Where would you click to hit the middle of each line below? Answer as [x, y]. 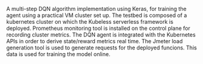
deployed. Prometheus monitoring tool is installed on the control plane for [98, 28]
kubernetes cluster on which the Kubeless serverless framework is [90, 22]
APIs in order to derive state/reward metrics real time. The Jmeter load [95, 41]
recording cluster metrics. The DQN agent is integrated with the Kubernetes [101, 35]
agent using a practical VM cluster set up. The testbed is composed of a [97, 15]
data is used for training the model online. [58, 54]
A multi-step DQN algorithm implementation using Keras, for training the [96, 9]
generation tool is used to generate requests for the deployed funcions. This [102, 48]
